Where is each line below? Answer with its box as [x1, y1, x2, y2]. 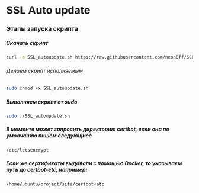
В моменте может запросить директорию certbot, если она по [6, 126, 170, 133]
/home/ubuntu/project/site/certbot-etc [6, 181, 105, 187]
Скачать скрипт [6, 39, 49, 46]
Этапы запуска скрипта [6, 25, 78, 33]
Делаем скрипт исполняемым [6, 67, 84, 74]
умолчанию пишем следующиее [6, 132, 92, 139]
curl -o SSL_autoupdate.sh [6, 54, 73, 60]
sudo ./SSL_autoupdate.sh [6, 113, 70, 119]
